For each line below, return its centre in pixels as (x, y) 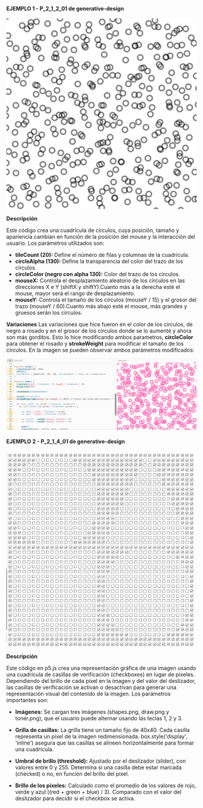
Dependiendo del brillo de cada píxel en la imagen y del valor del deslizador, (101, 680)
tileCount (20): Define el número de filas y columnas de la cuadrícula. (102, 255)
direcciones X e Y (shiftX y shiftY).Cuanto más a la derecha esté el (97, 287)
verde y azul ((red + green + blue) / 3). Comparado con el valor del (98, 792)
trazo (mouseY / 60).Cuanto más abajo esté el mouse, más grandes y (101, 306)
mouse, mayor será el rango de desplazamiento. (75, 294)
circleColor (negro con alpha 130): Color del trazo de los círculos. (97, 274)
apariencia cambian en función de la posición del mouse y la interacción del (101, 237)
